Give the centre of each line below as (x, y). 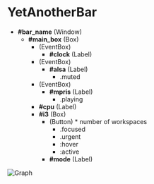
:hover (69, 144)
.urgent (70, 136)
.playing (71, 99)
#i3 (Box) (52, 114)
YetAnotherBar (52, 12)
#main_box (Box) (53, 39)
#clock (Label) (71, 54)
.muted (70, 76)
